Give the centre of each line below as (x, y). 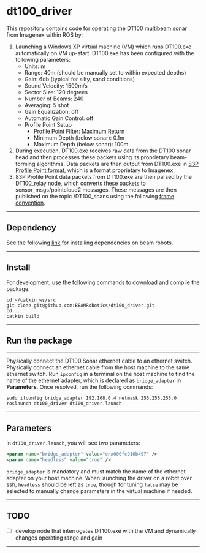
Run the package (39, 340)
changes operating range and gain (59, 538)
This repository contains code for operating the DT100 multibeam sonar (97, 28)
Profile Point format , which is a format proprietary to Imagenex (94, 170)
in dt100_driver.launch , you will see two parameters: (73, 443)
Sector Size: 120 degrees (56, 92)
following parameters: (43, 59)
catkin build (23, 316)
